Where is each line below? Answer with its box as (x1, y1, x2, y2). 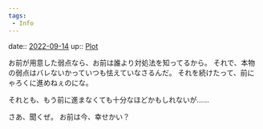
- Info (11, 19, 34, 27)
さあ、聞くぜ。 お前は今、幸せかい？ (8, 111, 130, 121)
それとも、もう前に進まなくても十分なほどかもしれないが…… (8, 95, 210, 104)
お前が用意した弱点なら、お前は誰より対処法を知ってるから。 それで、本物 (8, 58, 255, 67)
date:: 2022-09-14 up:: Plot (8, 41, 99, 50)
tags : (8, 11, 26, 20)
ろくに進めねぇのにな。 (14, 78, 93, 87)
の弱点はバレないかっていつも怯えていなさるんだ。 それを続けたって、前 (8, 67, 248, 77)
